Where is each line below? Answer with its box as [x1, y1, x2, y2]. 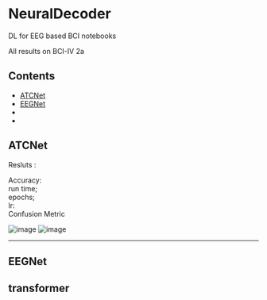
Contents [8, 69, 56, 83]
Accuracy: [8, 175, 42, 185]
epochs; [8, 192, 36, 202]
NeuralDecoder [8, 5, 111, 23]
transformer [8, 282, 70, 295]
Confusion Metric [8, 209, 65, 218]
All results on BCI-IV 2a [8, 46, 85, 56]
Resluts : [8, 160, 37, 169]
